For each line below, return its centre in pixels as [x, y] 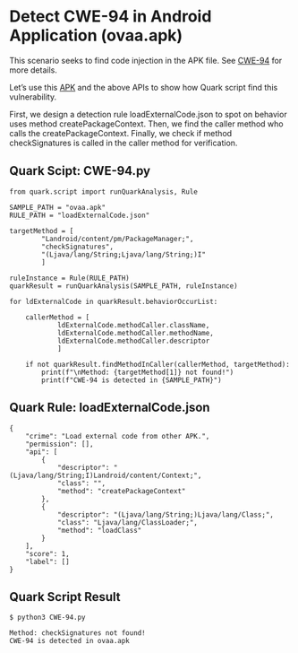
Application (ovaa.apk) [96, 35]
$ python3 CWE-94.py [48, 618]
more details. [34, 70]
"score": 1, [47, 553]
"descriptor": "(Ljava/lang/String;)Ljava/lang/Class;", [166, 514]
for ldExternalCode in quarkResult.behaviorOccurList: [114, 301]
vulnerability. [33, 97]
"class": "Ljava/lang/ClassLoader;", [128, 522]
